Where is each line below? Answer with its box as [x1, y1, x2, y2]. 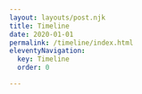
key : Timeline [17, 55, 70, 64]
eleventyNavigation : [9, 47, 87, 56]
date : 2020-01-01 [9, 30, 74, 38]
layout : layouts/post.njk [9, 13, 105, 22]
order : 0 [17, 64, 50, 73]
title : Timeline [9, 21, 70, 30]
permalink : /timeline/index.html [9, 38, 134, 47]
